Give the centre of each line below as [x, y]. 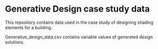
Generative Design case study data [77, 9]
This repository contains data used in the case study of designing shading [79, 22]
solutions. [15, 42]
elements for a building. [29, 27]
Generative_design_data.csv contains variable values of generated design [79, 37]
